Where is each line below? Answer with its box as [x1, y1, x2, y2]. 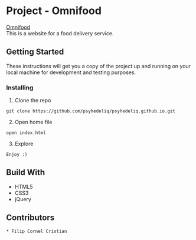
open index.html [6, 130, 46, 136]
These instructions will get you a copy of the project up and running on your [6, 62, 191, 69]
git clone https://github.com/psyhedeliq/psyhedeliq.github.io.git [6, 108, 176, 114]
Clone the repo [14, 97, 51, 104]
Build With [6, 168, 45, 178]
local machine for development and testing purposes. [6, 69, 136, 76]
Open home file [14, 119, 53, 126]
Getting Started [6, 47, 64, 57]
